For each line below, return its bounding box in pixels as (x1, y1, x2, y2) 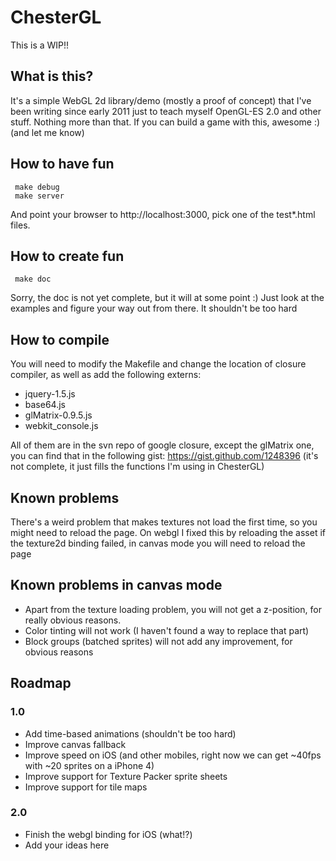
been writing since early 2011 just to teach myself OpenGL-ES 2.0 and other (10, 105, 322, 117)
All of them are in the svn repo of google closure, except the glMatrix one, (10, 439, 315, 451)
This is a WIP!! (10, 39, 70, 51)
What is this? (10, 68, 94, 85)
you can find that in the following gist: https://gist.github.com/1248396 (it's (10, 450, 319, 462)
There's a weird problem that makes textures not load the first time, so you (10, 516, 318, 528)
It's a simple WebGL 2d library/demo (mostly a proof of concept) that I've (10, 94, 312, 106)
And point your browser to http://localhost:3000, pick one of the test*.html (10, 208, 316, 220)
